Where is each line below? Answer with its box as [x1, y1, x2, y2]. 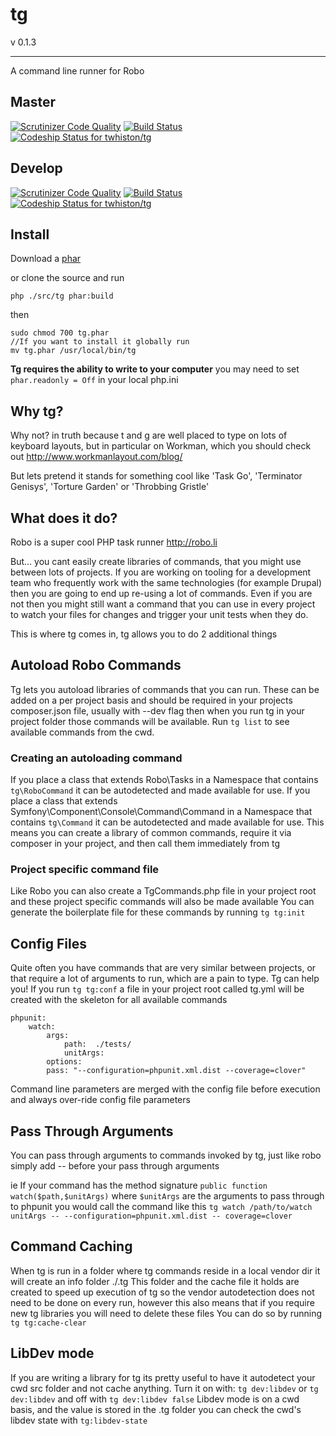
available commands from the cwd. [10, 726, 155, 738]
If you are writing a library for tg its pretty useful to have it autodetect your [10, 1371, 316, 1383]
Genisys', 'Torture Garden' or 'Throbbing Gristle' [10, 481, 210, 493]
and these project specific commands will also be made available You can [10, 896, 315, 908]
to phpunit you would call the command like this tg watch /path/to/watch [10, 1201, 313, 1213]
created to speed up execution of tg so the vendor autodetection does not [10, 1286, 315, 1298]
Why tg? [10, 403, 64, 420]
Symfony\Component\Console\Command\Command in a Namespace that [10, 806, 313, 818]
